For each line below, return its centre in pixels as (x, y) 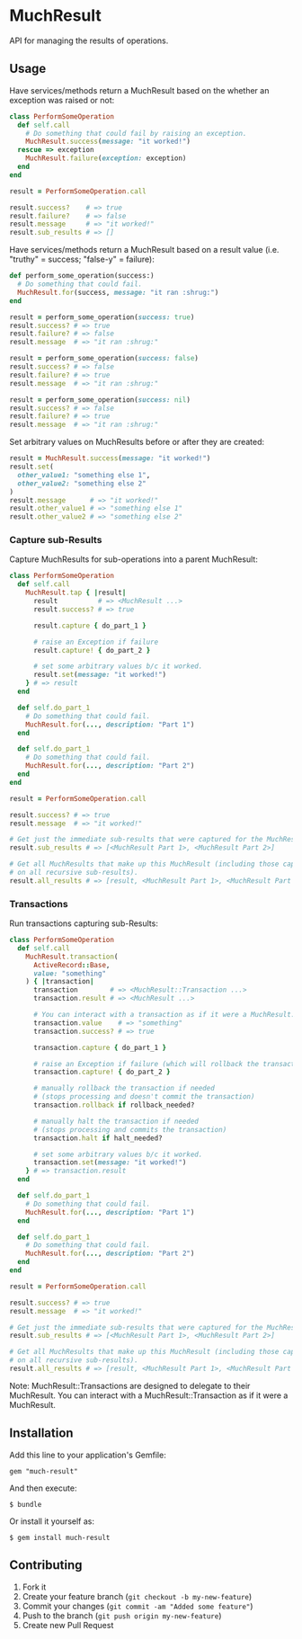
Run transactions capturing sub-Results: (84, 923)
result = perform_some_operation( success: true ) (102, 317)
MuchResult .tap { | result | (76, 593)
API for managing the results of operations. (89, 40)
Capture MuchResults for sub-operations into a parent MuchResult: (133, 559)
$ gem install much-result (60, 1537)
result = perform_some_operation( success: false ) (104, 359)
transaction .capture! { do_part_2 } (102, 1072)
